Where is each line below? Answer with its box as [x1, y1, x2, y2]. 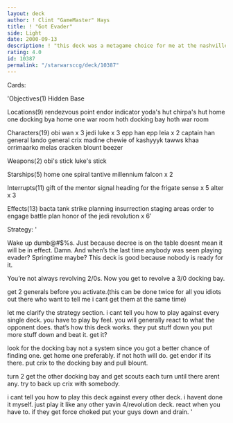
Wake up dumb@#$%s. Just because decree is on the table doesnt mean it [7, 239, 223, 247]
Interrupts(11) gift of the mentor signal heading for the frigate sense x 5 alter [7, 183, 224, 191]
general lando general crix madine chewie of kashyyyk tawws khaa [7, 136, 199, 144]
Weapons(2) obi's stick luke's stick [7, 157, 107, 165]
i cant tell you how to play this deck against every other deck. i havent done [7, 392, 223, 401]
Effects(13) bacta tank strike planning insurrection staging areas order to [7, 204, 214, 212]
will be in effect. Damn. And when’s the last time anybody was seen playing [7, 245, 222, 254]
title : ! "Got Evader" [7, 23, 73, 30]
